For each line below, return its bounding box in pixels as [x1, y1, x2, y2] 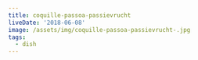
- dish [15, 41, 37, 48]
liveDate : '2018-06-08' [8, 19, 86, 26]
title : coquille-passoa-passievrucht [8, 11, 131, 19]
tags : [8, 33, 26, 41]
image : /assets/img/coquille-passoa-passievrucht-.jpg [8, 26, 191, 34]
